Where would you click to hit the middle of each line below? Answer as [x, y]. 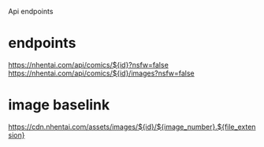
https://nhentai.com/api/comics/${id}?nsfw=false [89, 64]
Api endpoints [31, 11]
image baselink [59, 105]
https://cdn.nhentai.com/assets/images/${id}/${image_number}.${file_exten [132, 127]
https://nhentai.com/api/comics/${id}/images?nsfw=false [101, 73]
